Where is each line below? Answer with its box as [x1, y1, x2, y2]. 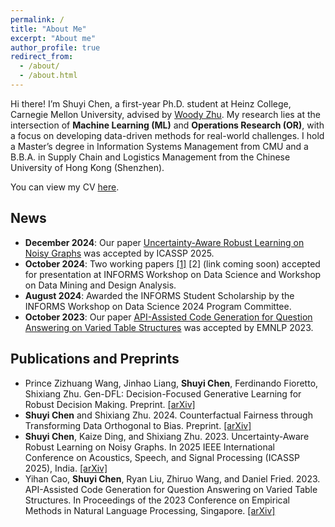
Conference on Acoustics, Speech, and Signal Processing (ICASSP [24, 451, 300, 463]
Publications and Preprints [10, 351, 180, 368]
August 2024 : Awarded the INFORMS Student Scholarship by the [24, 289, 295, 301]
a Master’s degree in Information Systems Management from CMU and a [10, 140, 309, 152]
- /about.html [19, 71, 78, 81]
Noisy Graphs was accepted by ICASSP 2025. [24, 247, 215, 259]
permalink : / [10, 14, 65, 25]
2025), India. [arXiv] [24, 462, 108, 474]
